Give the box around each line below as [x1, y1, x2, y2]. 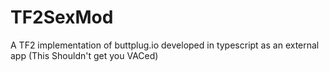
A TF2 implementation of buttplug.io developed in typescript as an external [10, 39, 320, 51]
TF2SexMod [10, 6, 114, 29]
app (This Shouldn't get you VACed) [10, 49, 159, 61]
